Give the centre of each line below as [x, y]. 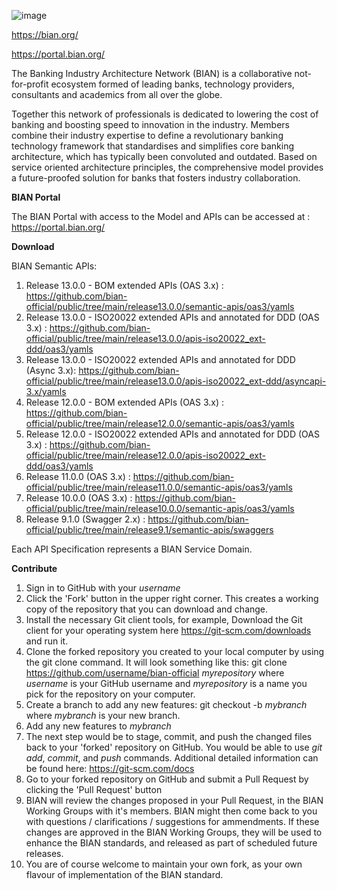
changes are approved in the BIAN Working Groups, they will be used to [174, 832]
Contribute [34, 568]
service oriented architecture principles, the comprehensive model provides [167, 167]
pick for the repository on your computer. [110, 694]
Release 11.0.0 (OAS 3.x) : [78, 476]
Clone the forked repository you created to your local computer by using [175, 651]
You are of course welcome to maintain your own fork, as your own [164, 864]
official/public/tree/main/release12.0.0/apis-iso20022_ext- [145, 455]
